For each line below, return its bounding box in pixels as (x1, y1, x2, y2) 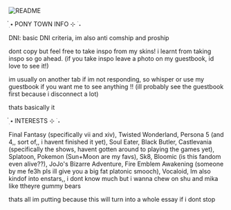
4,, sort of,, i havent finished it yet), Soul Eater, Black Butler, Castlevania (8, 138, 212, 146)
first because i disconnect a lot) (8, 90, 99, 98)
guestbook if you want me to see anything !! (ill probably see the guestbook (8, 83, 224, 90)
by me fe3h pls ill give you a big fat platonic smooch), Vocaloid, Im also (8, 167, 211, 175)
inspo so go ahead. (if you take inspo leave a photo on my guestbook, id (8, 55, 214, 62)
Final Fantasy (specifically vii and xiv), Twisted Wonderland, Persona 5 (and (8, 131, 224, 138)
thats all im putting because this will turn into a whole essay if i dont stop (8, 195, 216, 203)
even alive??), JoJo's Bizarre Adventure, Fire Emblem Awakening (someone (8, 160, 224, 168)
